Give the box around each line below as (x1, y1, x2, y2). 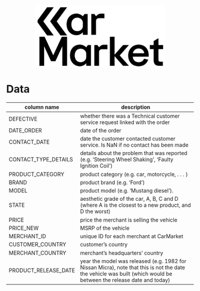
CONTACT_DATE (8, 138, 50, 145)
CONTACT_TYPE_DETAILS (8, 156, 73, 163)
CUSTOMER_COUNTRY (8, 241, 67, 248)
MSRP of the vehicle (80, 224, 130, 232)
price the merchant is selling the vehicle (80, 216, 177, 223)
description (121, 103, 151, 111)
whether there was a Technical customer (80, 112, 180, 119)
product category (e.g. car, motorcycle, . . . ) (80, 170, 188, 178)
